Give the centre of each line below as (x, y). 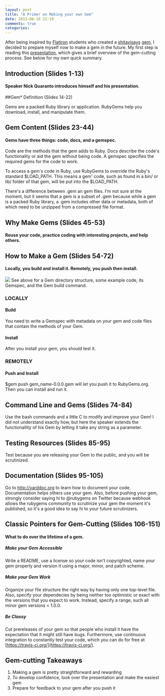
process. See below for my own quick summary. (54, 58)
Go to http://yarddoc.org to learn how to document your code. (68, 487)
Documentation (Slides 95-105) (54, 476)
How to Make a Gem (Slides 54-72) (60, 256)
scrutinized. (17, 460)
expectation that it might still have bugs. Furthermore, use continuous (76, 634)
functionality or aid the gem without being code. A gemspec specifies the (80, 156)
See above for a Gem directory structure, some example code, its (77, 280)
